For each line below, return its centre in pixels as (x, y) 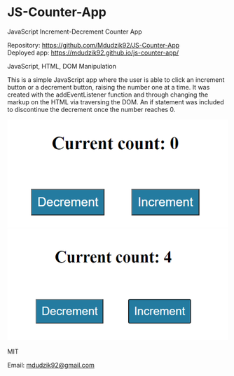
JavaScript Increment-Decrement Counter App (75, 32)
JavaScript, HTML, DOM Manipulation (62, 66)
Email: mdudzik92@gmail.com (51, 365)
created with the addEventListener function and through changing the (108, 95)
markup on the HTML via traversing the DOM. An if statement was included (116, 102)
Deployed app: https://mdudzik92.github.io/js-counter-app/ (93, 53)
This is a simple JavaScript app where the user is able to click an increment (116, 79)
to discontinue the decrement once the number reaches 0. (91, 109)
